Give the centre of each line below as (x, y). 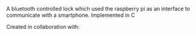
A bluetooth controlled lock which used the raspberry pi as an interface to (98, 9)
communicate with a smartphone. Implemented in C (70, 15)
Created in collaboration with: (43, 27)
